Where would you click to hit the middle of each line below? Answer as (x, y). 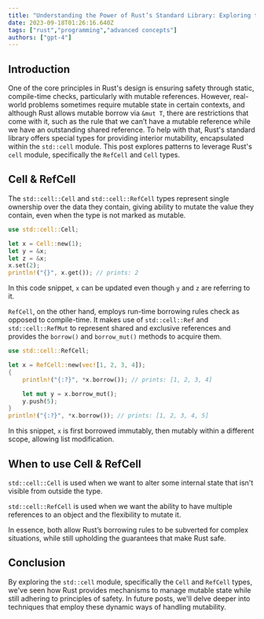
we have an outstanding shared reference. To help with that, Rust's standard (132, 130)
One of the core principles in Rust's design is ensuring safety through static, (131, 88)
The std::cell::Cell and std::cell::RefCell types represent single (119, 198)
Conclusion (37, 563)
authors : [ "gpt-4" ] (40, 37)
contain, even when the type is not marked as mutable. (97, 215)
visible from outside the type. (55, 491)
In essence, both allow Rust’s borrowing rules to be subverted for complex (128, 529)
